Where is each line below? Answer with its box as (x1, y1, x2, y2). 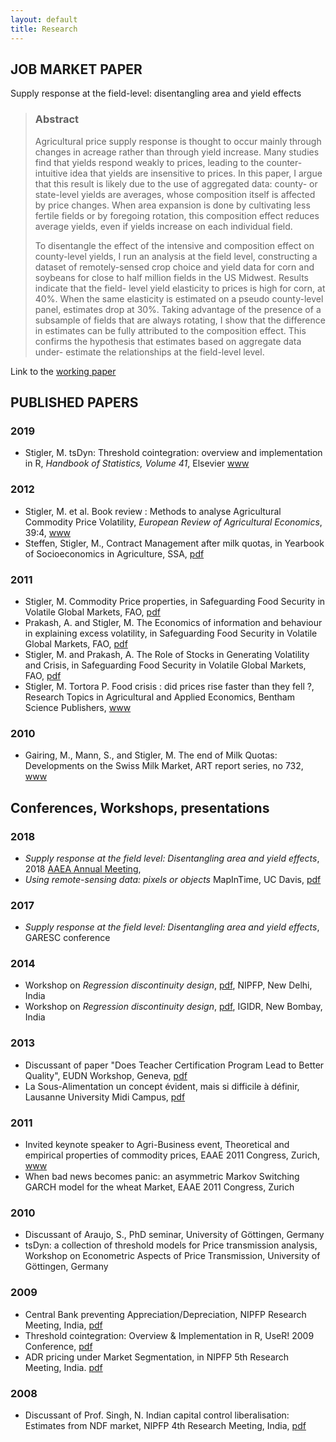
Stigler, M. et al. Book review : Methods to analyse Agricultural (24, 505, 282, 517)
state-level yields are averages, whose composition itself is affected (34, 188, 316, 200)
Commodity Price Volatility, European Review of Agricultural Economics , (24, 516, 323, 528)
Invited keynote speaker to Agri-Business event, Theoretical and (24, 1139, 290, 1151)
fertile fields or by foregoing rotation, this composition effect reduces (34, 209, 320, 221)
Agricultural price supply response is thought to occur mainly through (34, 135, 322, 147)
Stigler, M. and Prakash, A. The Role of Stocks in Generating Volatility (24, 648, 310, 660)
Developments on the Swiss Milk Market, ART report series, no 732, (24, 760, 304, 772)
